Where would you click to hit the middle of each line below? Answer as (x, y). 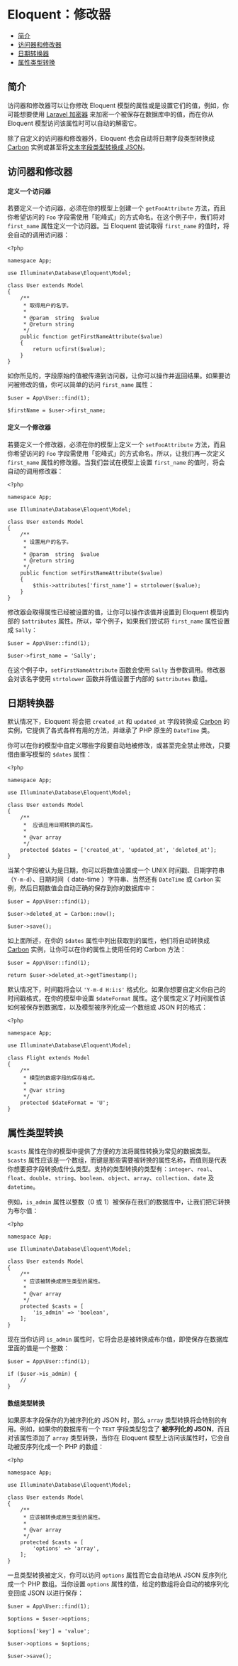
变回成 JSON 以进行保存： (46, 1593)
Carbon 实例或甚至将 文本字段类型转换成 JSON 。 (78, 147)
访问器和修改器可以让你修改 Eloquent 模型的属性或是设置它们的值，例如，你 (118, 105)
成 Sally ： (22, 629)
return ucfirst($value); (69, 349)
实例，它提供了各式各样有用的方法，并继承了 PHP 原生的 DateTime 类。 (110, 730)
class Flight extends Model (49, 1058)
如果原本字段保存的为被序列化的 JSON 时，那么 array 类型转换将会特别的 (114, 1420)
